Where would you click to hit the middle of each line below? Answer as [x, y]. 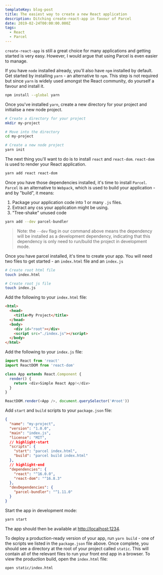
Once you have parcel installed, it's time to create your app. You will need [79, 256]
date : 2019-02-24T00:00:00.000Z [38, 23]
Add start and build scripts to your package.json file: [59, 411]
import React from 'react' [32, 361]
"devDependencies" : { [31, 488]
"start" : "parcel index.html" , [45, 451]
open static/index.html [29, 568]
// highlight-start [29, 442]
